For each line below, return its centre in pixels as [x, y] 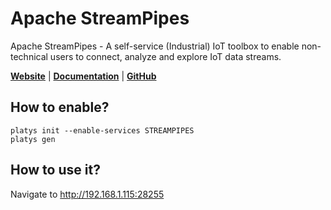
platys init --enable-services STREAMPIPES [102, 130]
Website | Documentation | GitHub [83, 76]
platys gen [33, 139]
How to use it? [55, 170]
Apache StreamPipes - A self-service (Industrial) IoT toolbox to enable [155, 46]
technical [29, 56]
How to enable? [60, 107]
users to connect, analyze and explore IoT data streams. [165, 56]
